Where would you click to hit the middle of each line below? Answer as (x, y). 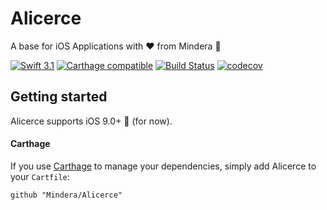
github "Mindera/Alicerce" (66, 195)
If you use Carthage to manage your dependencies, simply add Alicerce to (163, 166)
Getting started (59, 97)
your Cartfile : (40, 176)
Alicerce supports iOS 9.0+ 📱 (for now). (91, 121)
